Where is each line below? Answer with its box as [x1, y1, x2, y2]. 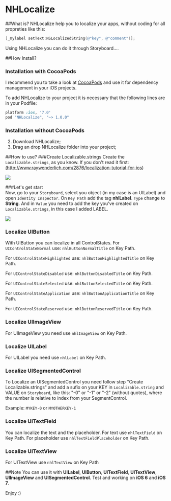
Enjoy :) [5, 490, 21, 496]
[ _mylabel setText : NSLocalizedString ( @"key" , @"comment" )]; [5, 36, 136, 41]
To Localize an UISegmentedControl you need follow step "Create [5, 379, 144, 385]
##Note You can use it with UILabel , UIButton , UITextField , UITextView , [5, 469, 157, 475]
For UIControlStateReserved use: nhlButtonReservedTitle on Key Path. [5, 306, 153, 312]
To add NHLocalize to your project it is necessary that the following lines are [5, 95, 165, 101]
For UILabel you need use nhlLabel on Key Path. [5, 354, 106, 361]
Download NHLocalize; [12, 139, 61, 145]
